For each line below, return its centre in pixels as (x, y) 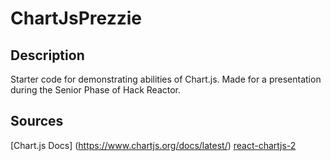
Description (47, 55)
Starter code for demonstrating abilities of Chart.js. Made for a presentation (166, 79)
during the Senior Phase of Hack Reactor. (96, 90)
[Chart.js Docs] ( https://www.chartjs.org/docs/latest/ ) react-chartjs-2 (153, 145)
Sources (37, 121)
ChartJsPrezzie (76, 18)
